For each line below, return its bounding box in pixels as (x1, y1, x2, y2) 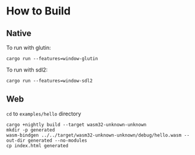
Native (6, 28, 32, 38)
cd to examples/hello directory (6, 110, 81, 117)
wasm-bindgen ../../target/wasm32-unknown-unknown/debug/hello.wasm (6, 132, 182, 138)
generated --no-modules (28, 137, 87, 144)
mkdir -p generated (6, 127, 55, 133)
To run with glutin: (6, 44, 51, 51)
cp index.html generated (6, 142, 69, 148)
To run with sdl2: (6, 66, 48, 73)
